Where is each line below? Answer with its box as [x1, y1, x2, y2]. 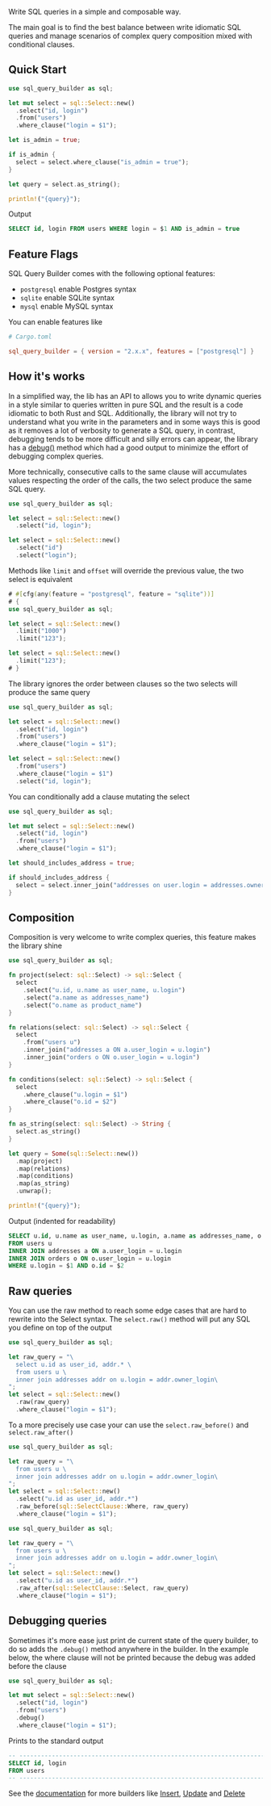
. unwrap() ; [15, 1187, 52, 1196]
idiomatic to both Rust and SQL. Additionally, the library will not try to [8, 408, 237, 418]
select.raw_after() [8, 1428, 74, 1436]
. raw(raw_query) [15, 1398, 70, 1406]
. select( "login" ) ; [15, 551, 78, 559]
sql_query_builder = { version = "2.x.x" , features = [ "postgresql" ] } [8, 347, 254, 355]
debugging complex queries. [8, 451, 104, 461]
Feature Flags [8, 247, 79, 261]
